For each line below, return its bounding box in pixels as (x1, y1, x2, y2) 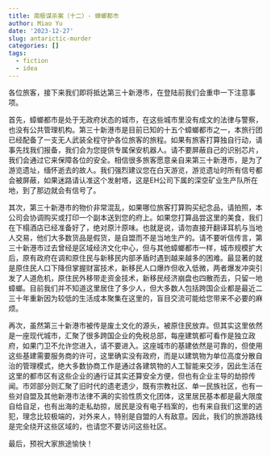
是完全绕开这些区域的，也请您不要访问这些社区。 (8, 421, 171, 431)
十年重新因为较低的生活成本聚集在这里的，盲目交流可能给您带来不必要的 (15, 293, 256, 303)
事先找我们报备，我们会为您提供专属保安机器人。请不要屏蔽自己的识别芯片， (8, 144, 263, 154)
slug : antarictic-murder (8, 34, 92, 43)
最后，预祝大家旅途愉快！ (8, 438, 94, 448)
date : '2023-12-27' (8, 27, 74, 35)
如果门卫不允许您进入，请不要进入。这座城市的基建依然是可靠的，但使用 (22, 341, 263, 350)
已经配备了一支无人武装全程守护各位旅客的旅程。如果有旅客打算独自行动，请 (8, 135, 263, 144)
